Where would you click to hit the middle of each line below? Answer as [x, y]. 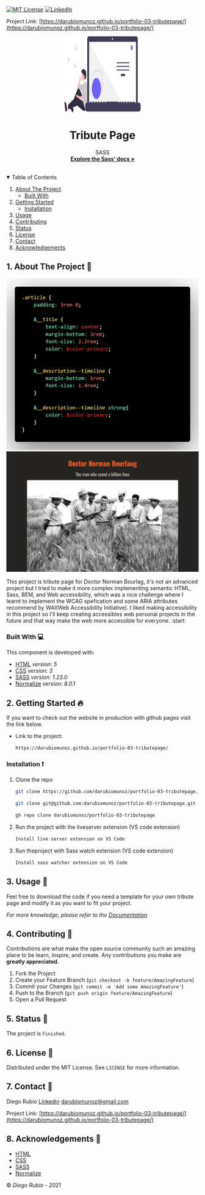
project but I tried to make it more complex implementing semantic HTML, [99, 588]
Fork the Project [35, 974]
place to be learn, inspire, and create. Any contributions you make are [94, 955]
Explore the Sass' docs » [103, 158]
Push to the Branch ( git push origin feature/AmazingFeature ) [94, 993]
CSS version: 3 [34, 671]
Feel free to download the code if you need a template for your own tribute [100, 897]
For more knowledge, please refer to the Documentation [77, 915]
